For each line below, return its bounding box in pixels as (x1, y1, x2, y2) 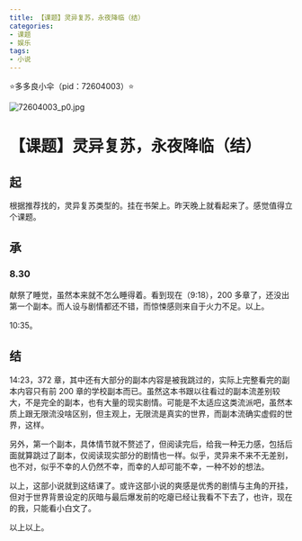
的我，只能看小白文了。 (9, 502, 96, 513)
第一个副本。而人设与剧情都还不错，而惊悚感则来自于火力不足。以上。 (9, 301, 270, 311)
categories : (9, 22, 54, 31)
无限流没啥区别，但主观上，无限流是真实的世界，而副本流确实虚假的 (32, 408, 285, 419)
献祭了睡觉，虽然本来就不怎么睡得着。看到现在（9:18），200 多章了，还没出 (9, 289, 290, 300)
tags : (9, 47, 30, 56)
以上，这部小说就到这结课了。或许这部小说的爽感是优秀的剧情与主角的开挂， (9, 480, 293, 491)
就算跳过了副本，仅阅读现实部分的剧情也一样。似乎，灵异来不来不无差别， (16, 449, 293, 460)
